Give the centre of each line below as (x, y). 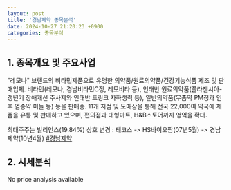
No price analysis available (45, 179)
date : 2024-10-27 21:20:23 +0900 (55, 26)
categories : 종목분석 (35, 33)
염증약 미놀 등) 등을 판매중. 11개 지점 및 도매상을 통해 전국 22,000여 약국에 (114, 106)
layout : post (26, 13)
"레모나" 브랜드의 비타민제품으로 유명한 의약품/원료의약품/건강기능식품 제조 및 (112, 81)
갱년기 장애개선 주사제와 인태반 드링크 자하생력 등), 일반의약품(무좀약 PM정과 (111, 98)
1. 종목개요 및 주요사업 (52, 63)
